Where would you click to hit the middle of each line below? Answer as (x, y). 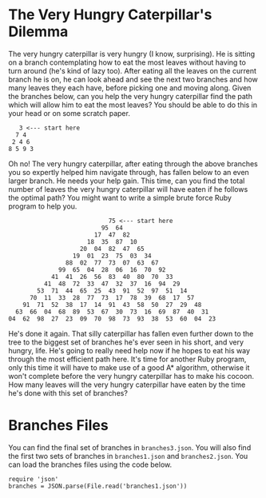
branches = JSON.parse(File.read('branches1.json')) (98, 486)
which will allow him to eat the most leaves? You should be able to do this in (133, 105)
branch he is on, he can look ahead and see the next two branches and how (133, 79)
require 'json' (34, 479)
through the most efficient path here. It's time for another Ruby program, (127, 359)
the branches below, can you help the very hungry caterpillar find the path (131, 96)
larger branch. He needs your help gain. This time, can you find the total (127, 181)
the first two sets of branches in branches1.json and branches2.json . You (128, 456)
